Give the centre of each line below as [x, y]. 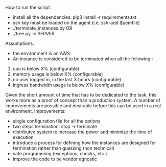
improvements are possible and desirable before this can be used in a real [83, 106]
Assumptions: [20, 43]
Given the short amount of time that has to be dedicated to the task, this [81, 95]
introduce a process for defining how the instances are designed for [84, 143]
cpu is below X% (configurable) [46, 69]
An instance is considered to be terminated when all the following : [83, 59]
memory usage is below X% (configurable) [58, 74]
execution [23, 137]
